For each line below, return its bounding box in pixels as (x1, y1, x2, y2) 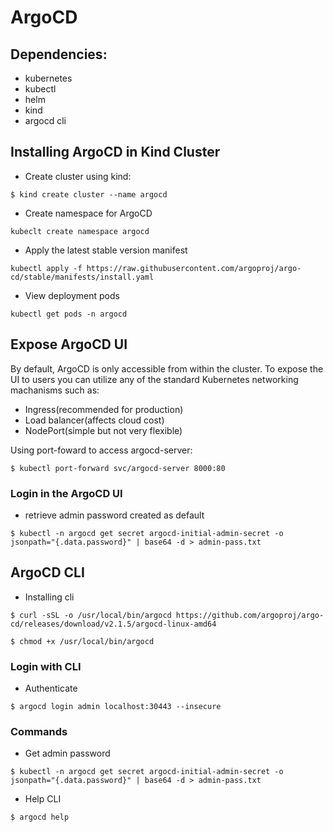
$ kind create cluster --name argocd (10, 189, 168, 200)
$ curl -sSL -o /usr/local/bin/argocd (10, 610, 172, 620)
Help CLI (24, 793, 62, 805)
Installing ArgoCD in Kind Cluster (10, 144, 221, 161)
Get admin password (24, 747, 111, 760)
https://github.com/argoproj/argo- (175, 610, 325, 620)
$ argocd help (10, 812, 70, 823)
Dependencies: (10, 46, 108, 63)
